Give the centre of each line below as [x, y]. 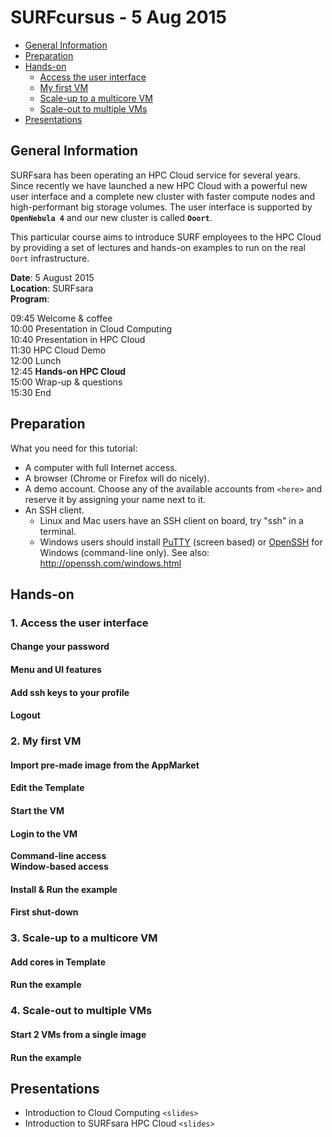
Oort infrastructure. [50, 258]
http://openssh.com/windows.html [110, 563]
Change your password [60, 647]
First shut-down [44, 912]
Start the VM [37, 810]
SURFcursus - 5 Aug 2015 [119, 17]
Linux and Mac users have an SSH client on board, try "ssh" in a [171, 520]
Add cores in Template [58, 962]
